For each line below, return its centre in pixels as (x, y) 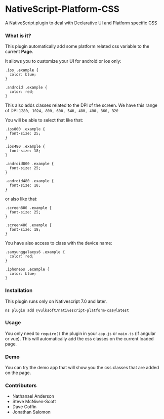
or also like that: (21, 199)
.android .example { (26, 87)
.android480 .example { (30, 181)
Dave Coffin (24, 407)
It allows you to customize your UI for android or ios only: (63, 61)
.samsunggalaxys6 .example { (35, 252)
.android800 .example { (30, 164)
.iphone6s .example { (27, 270)
